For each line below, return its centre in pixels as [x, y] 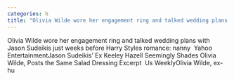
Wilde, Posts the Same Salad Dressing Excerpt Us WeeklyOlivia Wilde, [110, 62]
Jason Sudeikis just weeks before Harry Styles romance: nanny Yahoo [110, 48]
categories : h [28, 14]
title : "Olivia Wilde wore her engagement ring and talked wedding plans [118, 20]
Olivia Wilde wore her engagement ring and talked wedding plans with [109, 40]
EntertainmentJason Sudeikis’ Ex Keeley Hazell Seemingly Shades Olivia [112, 55]
